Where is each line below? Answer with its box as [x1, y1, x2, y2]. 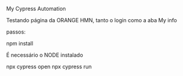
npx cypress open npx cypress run [6, 63, 92, 70]
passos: [6, 28, 26, 35]
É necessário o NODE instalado [6, 51, 83, 59]
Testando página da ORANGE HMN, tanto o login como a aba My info [6, 17, 177, 23]
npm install [6, 40, 34, 47]
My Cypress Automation [6, 5, 66, 12]
